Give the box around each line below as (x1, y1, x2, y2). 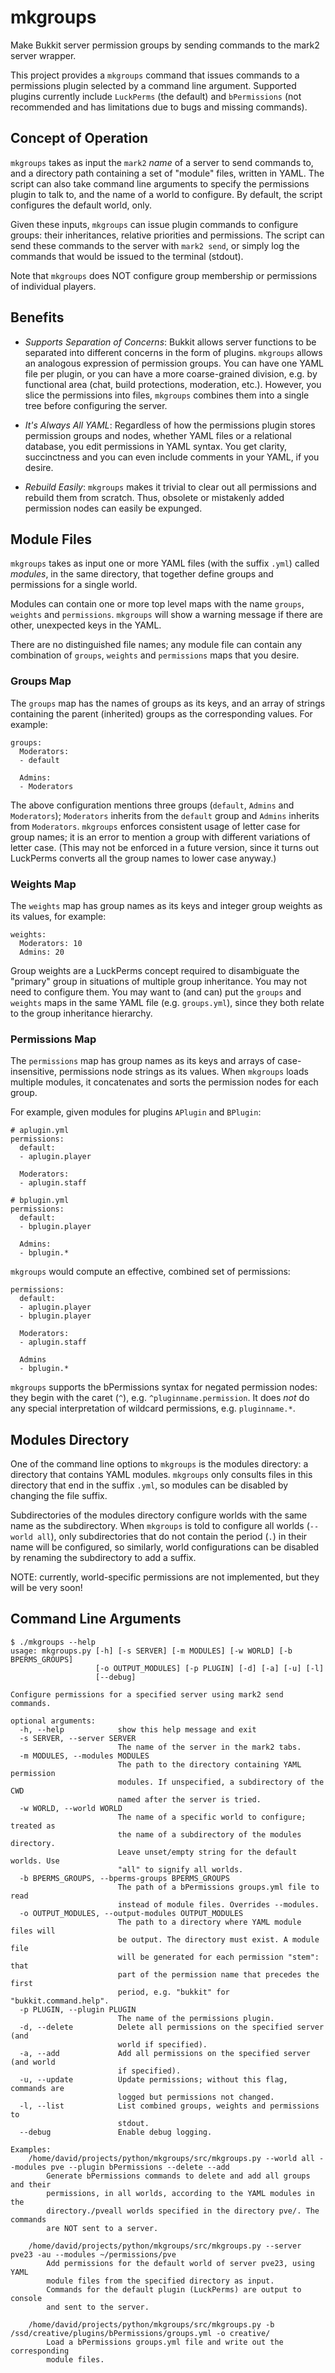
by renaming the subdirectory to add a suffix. (10, 1552, 197, 1564)
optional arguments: (10, 1716, 97, 1726)
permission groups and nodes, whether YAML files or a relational (24, 429, 292, 441)
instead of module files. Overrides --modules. (117, 1899, 320, 1910)
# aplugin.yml (10, 1126, 70, 1136)
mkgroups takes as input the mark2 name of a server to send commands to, (10, 156, 314, 168)
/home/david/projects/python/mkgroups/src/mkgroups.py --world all (28, 2153, 315, 2163)
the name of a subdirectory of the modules (117, 1829, 302, 1840)
